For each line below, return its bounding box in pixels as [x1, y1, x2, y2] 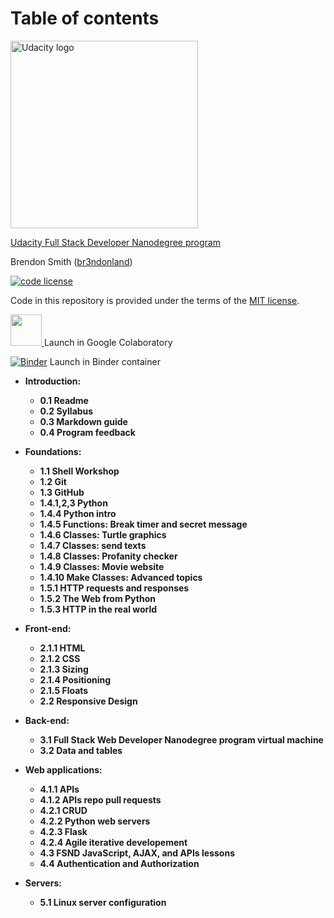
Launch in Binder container [49, 355, 161, 367]
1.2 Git [39, 475, 67, 487]
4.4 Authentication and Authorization [39, 857, 200, 869]
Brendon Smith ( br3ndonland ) [10, 255, 133, 267]
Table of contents [10, 7, 160, 30]
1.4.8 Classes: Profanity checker [39, 550, 178, 562]
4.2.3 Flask [39, 825, 88, 837]
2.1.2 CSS [39, 652, 81, 664]
